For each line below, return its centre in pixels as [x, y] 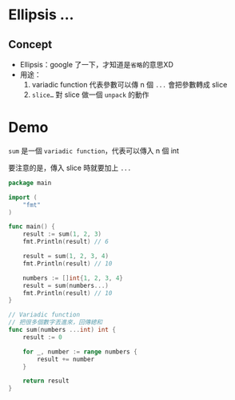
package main [30, 183]
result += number [66, 359]
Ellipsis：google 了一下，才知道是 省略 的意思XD [97, 65]
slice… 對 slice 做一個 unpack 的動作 [90, 95]
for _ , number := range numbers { [80, 352]
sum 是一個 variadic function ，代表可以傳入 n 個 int [94, 151]
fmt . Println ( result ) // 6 [66, 242]
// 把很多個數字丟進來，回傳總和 [55, 322]
